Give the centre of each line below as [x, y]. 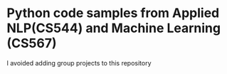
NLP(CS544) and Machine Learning [114, 28]
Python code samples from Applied [113, 13]
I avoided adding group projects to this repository [79, 63]
